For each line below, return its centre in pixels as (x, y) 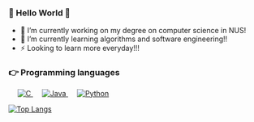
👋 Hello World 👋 (39, 13)
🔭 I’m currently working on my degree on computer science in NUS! (133, 31)
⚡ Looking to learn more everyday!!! (80, 48)
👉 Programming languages (64, 73)
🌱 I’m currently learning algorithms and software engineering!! (124, 39)
